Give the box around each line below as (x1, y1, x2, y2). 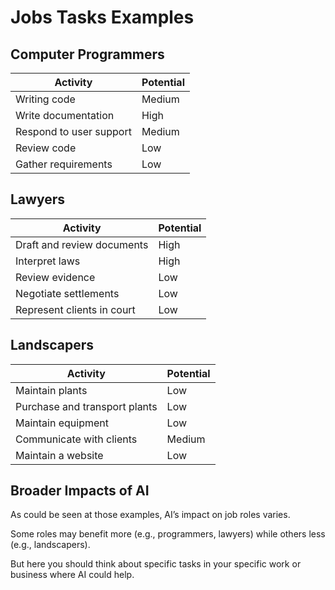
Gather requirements (15, 157, 113, 171)
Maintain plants (15, 383, 88, 397)
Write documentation (15, 109, 115, 122)
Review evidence (15, 270, 96, 284)
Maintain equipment (15, 416, 109, 430)
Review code (15, 141, 77, 155)
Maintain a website (15, 448, 104, 462)
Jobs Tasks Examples (10, 6, 195, 29)
